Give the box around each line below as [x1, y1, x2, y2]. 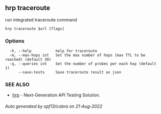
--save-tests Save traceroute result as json [18, 70, 121, 75]
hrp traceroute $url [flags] [5, 26, 65, 31]
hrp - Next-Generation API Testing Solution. [12, 92, 100, 98]
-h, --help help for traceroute [9, 49, 97, 54]
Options [5, 38, 24, 44]
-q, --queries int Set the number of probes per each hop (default [9, 61, 157, 66]
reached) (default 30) [5, 57, 51, 62]
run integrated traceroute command [5, 17, 77, 22]
